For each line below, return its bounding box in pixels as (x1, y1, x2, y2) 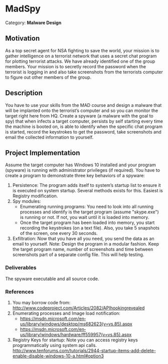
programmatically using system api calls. (12, 342, 97, 348)
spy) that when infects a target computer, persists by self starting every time (5, 118, 163, 124)
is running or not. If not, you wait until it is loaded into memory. (20, 214, 149, 220)
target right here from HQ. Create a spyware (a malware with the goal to (5, 112, 154, 118)
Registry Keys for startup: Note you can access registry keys (12, 337, 138, 343)
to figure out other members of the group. (5, 74, 92, 80)
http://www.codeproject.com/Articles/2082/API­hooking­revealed (12, 305, 145, 311)
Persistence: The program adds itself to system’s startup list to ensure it (12, 182, 161, 188)
